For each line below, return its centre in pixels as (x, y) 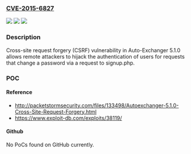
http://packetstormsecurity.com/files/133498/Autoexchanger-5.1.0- (97, 105)
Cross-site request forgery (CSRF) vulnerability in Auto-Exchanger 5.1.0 (93, 50)
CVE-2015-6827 (30, 8)
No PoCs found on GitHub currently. (50, 145)
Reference (19, 92)
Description (23, 37)
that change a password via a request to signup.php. (71, 63)
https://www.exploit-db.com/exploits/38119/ (69, 118)
